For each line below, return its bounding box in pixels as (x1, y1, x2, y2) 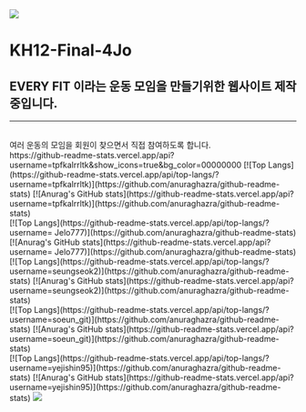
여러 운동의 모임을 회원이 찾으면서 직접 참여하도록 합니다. (9, 140, 211, 150)
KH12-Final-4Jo (9, 40, 132, 61)
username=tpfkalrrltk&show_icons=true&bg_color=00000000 (9, 159, 242, 170)
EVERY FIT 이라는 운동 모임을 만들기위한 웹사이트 (9, 78, 272, 94)
